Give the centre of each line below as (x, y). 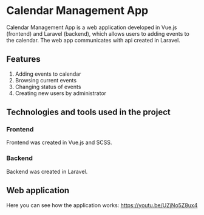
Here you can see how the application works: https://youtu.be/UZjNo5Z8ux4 (102, 205)
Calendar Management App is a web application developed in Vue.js (92, 27)
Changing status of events (48, 87)
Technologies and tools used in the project (89, 112)
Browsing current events (46, 80)
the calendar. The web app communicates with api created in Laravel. (93, 40)
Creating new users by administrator (61, 93)
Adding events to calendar (48, 74)
